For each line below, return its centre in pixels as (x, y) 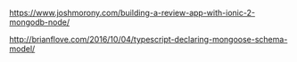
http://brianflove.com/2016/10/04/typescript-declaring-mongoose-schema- (148, 39)
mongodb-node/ (39, 22)
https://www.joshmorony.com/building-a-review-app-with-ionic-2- (132, 13)
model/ (22, 49)
